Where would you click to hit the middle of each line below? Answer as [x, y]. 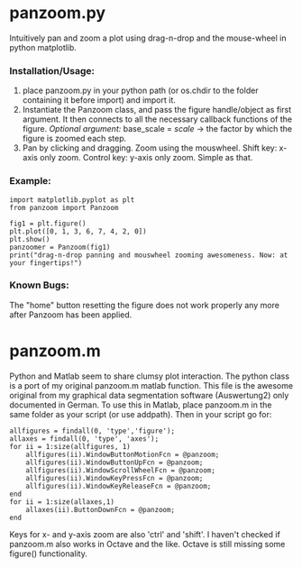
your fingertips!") [46, 263]
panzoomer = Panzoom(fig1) [60, 247]
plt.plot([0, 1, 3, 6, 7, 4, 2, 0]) [78, 231]
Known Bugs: [39, 285]
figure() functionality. [48, 554]
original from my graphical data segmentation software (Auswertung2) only [149, 395]
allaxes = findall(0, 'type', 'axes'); [84, 439]
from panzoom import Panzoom [64, 207]
